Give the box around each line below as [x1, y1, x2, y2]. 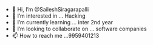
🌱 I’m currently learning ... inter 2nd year [12, 19, 114, 26]
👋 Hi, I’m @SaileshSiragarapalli [12, 6, 89, 13]
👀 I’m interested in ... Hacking [12, 12, 86, 19]
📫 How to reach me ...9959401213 [12, 32, 100, 39]
